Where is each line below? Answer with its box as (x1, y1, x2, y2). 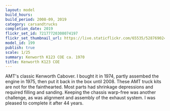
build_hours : (5, 12, 33, 17)
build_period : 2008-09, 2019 (5, 17, 67, 22)
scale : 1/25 (5, 50, 30, 55)
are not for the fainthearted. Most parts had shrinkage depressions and (5, 84, 153, 90)
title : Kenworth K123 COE (5, 59, 60, 64)
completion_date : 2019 (5, 26, 53, 31)
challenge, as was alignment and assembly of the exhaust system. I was (5, 95, 156, 101)
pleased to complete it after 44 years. (5, 100, 84, 106)
